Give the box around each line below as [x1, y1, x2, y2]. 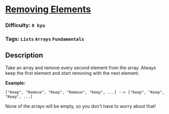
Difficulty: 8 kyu [5, 22, 46, 29]
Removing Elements [5, 4, 91, 15]
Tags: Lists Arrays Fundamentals [5, 36, 85, 43]
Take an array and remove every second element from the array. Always [5, 65, 156, 71]
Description [5, 51, 43, 60]
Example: [5, 80, 26, 86]
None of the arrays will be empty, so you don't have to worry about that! [5, 103, 156, 109]
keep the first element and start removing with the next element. [5, 70, 140, 76]
